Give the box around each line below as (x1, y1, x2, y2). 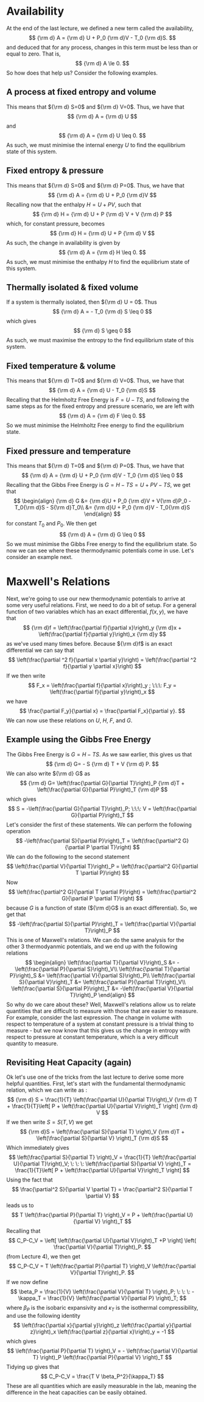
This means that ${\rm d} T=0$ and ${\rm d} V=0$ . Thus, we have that (6, 377, 185, 384)
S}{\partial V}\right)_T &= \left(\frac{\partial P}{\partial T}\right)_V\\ (19, 978, 186, 985)
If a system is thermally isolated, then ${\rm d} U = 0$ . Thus (6, 298, 157, 306)
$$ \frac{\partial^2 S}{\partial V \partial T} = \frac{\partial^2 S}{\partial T (12, 1186, 193, 1193)
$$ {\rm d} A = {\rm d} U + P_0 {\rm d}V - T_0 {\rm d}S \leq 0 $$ (21, 472, 184, 479)
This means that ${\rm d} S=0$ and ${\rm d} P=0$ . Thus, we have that (6, 181, 185, 189)
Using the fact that (6, 1176, 53, 1183)
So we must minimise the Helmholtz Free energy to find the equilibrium (6, 422, 185, 429)
